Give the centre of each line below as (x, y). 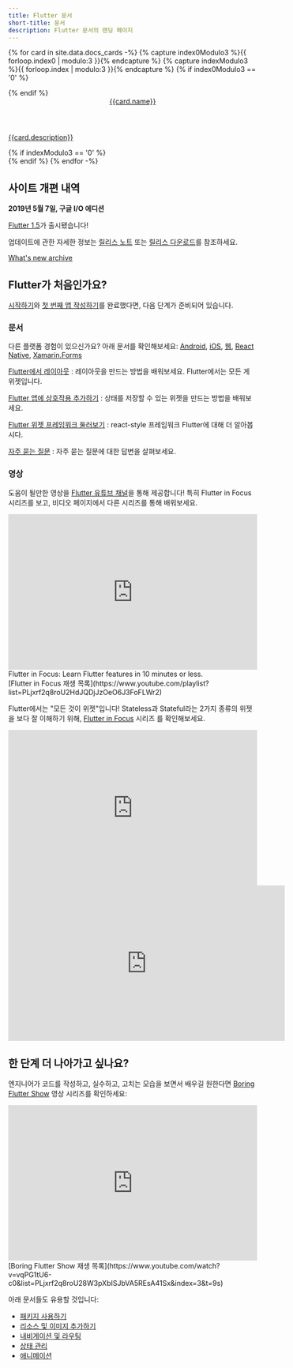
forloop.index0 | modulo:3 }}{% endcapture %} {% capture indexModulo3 (128, 61)
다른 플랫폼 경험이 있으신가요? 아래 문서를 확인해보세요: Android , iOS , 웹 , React (131, 346)
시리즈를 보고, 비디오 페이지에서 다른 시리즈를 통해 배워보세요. (103, 502)
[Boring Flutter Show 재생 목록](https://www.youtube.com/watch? (114, 1266)
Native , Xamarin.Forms (45, 355)
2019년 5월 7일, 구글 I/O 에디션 (56, 209)
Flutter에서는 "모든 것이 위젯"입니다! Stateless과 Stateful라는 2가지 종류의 (123, 708)
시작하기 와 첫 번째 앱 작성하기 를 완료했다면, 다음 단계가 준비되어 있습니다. (121, 305)
